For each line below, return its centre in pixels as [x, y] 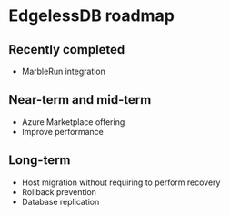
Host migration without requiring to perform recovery [121, 182]
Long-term [40, 160]
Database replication [60, 201]
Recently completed [67, 50]
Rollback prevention [59, 191]
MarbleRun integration [64, 71]
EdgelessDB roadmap [91, 16]
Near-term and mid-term [80, 100]
